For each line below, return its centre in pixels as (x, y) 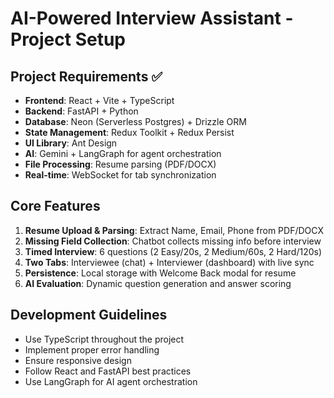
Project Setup (68, 39)
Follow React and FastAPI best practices (108, 371)
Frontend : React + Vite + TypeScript (99, 100)
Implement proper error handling (92, 349)
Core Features (55, 206)
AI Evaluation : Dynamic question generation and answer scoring (158, 283)
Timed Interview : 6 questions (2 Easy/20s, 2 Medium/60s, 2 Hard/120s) (173, 251)
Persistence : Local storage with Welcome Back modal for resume (160, 273)
